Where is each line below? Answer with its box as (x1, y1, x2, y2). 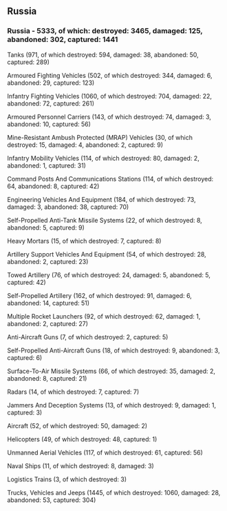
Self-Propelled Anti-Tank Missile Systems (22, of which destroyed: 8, (7, 216, 203, 224)
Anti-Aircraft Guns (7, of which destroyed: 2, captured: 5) (7, 332, 169, 341)
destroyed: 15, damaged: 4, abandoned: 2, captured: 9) (7, 141, 164, 149)
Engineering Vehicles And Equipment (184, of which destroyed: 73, (7, 195, 196, 203)
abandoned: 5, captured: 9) (7, 223, 85, 232)
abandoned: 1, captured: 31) (7, 161, 86, 170)
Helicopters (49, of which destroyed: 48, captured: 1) (7, 434, 158, 443)
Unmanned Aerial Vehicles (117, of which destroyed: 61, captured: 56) (7, 448, 203, 457)
